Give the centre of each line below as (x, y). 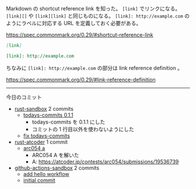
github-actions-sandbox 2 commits (57, 167)
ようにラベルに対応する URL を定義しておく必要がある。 (74, 23)
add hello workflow (46, 174)
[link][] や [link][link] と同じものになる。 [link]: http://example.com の (98, 16)
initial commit (39, 180)
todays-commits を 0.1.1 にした (69, 122)
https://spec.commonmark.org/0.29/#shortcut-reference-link (80, 35)
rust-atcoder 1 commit (41, 142)
